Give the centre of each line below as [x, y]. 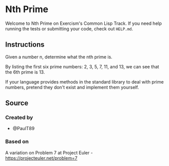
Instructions [25, 45]
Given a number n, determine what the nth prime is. [59, 57]
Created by [19, 117]
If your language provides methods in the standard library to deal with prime [85, 81]
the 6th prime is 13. [25, 72]
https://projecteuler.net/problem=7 [41, 158]
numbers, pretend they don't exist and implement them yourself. [72, 87]
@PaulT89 [24, 129]
